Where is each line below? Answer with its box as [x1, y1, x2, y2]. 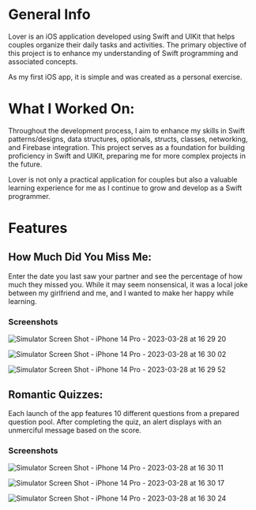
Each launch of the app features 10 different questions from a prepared [8, 408, 239, 418]
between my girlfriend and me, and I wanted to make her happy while [8, 288, 235, 298]
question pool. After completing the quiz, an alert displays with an [8, 417, 222, 426]
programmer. [8, 191, 51, 201]
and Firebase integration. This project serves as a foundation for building [8, 142, 245, 152]
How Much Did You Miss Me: [8, 250, 152, 264]
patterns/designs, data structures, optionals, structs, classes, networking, [8, 134, 248, 144]
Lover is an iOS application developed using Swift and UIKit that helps [8, 32, 235, 41]
